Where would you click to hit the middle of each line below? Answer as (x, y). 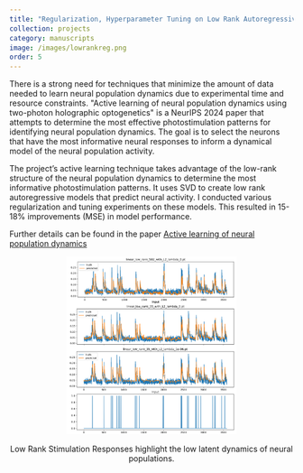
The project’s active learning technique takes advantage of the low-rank (143, 169)
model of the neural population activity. (82, 151)
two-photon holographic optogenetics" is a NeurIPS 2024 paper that (137, 113)
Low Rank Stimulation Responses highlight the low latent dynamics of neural (151, 449)
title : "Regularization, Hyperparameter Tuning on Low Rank (125, 19)
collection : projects (50, 28)
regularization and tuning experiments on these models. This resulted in (143, 207)
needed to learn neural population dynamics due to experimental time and (147, 94)
